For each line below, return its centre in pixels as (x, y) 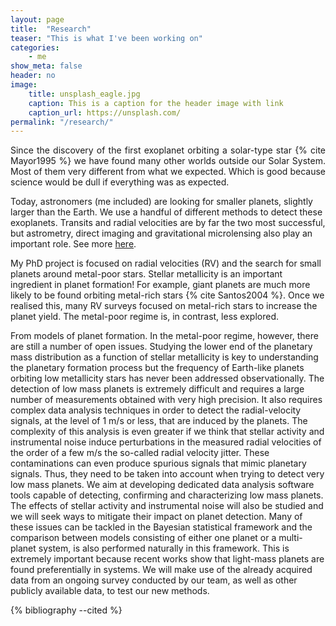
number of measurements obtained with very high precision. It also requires (166, 400)
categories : (35, 47)
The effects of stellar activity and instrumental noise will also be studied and (167, 506)
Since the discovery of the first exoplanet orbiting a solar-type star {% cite (168, 150)
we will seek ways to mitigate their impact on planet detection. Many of (156, 517)
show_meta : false (46, 66)
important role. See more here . (73, 244)
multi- (290, 538)
